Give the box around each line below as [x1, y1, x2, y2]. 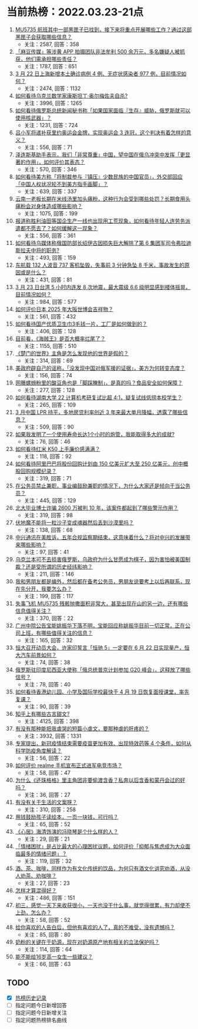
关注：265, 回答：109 [24, 401, 76, 408]
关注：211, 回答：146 [24, 570, 74, 577]
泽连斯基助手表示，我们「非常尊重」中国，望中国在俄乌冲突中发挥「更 [15, 151, 186, 158]
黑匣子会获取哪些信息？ [15, 33, 72, 40]
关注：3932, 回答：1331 [24, 732, 82, 739]
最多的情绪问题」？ [20, 850, 67, 857]
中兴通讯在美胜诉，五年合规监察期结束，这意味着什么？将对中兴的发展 [15, 533, 186, 540]
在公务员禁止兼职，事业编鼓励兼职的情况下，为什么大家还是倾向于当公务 [15, 482, 190, 489]
